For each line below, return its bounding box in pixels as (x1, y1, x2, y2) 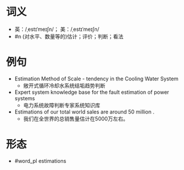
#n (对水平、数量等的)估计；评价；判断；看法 (14, 33, 124, 40)
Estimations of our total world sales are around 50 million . (14, 108, 155, 115)
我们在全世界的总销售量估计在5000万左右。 (23, 115, 129, 122)
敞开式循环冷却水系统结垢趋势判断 (23, 82, 106, 89)
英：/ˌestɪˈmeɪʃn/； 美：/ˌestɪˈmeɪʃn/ (14, 26, 99, 33)
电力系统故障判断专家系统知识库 (23, 101, 100, 108)
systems (14, 94, 35, 102)
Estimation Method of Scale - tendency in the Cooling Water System (14, 75, 179, 82)
